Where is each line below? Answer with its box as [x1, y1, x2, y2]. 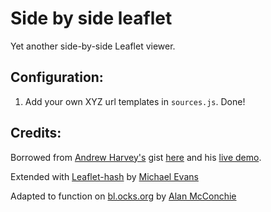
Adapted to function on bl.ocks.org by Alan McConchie [10, 190, 237, 202]
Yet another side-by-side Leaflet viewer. [10, 40, 176, 52]
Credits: [10, 125, 62, 142]
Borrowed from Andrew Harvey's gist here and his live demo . [10, 151, 262, 163]
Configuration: [10, 69, 104, 86]
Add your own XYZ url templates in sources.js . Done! [24, 95, 246, 107]
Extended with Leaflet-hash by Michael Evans [10, 170, 199, 182]
